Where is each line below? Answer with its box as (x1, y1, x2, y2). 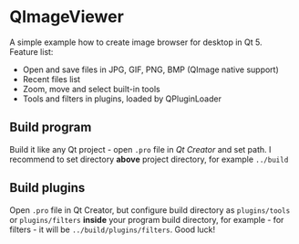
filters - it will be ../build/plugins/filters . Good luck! (9, 224, 216, 235)
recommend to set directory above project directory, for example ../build (9, 154, 289, 164)
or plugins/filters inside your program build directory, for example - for (9, 214, 284, 225)
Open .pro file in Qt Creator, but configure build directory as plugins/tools (9, 204, 291, 216)
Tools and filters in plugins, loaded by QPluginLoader (22, 93, 222, 104)
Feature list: (9, 46, 54, 57)
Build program (9, 120, 92, 135)
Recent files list (22, 73, 80, 84)
